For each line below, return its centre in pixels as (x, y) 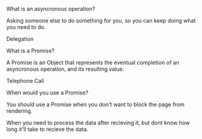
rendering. (19, 111)
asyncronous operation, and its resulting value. (65, 69)
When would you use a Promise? (47, 93)
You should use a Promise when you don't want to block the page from (96, 104)
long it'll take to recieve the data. (47, 129)
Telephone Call (25, 81)
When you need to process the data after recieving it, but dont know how (98, 123)
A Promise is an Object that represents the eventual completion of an (93, 62)
